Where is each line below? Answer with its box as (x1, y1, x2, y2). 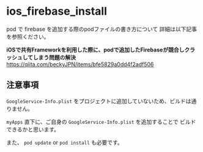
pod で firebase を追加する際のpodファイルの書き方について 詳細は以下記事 (6, 25, 197, 32)
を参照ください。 (6, 32, 50, 40)
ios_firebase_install (6, 4, 107, 18)
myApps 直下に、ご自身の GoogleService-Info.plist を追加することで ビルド (6, 118, 196, 125)
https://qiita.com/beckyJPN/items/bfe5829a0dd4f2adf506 (6, 60, 154, 68)
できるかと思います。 (6, 126, 60, 133)
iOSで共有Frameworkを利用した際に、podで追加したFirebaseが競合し (6, 46, 185, 53)
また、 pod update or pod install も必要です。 (6, 139, 124, 146)
